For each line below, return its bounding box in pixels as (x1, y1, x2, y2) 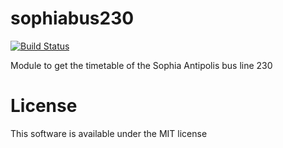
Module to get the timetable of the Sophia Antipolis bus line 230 (10, 59, 273, 71)
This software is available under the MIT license (10, 127, 208, 139)
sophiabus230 (10, 7, 135, 30)
